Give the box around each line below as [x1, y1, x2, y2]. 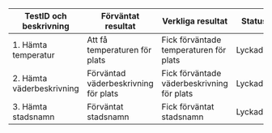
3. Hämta [12, 101, 48, 112]
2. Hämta [12, 73, 48, 84]
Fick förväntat [161, 101, 215, 112]
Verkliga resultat [161, 15, 228, 27]
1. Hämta [12, 40, 48, 50]
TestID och [23, 11, 67, 21]
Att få [87, 34, 108, 45]
